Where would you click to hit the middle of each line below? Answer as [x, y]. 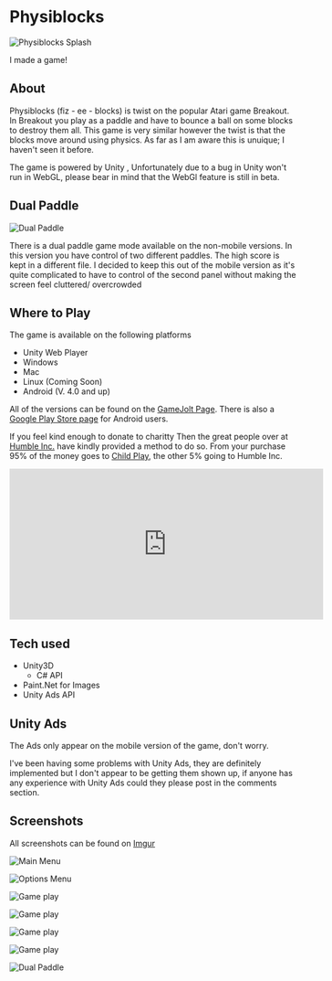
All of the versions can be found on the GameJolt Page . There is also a [142, 410]
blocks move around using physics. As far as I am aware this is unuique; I [147, 140]
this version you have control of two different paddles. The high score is [145, 255]
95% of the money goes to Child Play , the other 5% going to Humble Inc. [146, 456]
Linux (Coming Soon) [62, 382]
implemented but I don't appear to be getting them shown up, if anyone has [151, 773]
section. [25, 792]
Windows [40, 362]
